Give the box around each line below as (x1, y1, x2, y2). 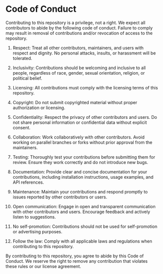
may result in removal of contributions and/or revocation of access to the (5, 30, 153, 36)
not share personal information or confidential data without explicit (12, 119, 147, 125)
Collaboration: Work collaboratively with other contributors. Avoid (12, 134, 145, 140)
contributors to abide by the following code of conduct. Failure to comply (5, 25, 153, 30)
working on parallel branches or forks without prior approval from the (12, 139, 153, 145)
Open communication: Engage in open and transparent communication (12, 203, 156, 209)
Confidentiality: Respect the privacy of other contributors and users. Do (12, 114, 157, 120)
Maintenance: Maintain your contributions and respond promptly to (12, 189, 148, 194)
